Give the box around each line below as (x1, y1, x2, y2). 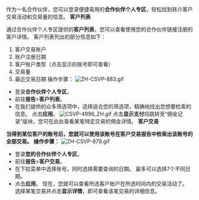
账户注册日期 (14, 53, 46, 60)
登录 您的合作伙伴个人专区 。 (14, 151, 83, 157)
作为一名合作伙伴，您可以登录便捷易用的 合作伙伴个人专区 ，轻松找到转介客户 (6, 6, 193, 12)
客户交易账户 (14, 46, 46, 53)
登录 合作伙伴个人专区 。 (14, 88, 72, 95)
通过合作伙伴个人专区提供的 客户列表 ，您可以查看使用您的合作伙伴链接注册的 (6, 26, 193, 33)
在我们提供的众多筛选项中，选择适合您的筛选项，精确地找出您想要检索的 (14, 103, 191, 110)
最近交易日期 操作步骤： (14, 75, 74, 82)
